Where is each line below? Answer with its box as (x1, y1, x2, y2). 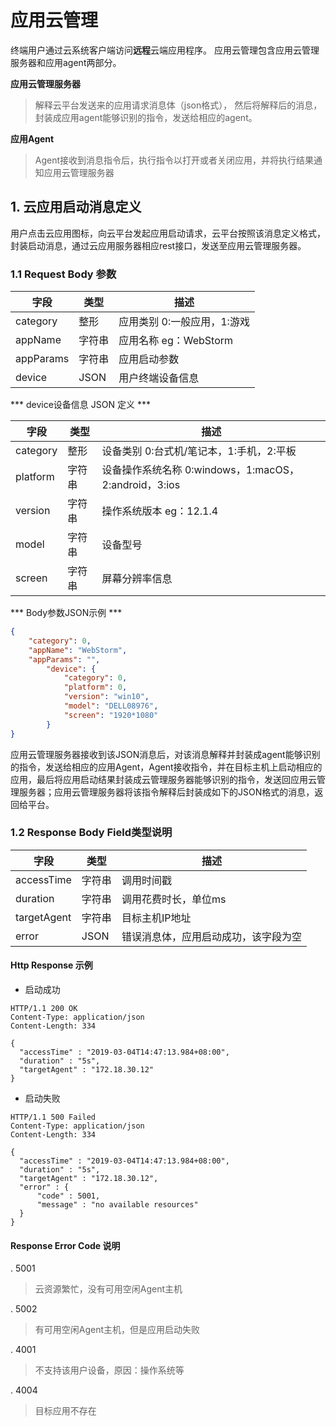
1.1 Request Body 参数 (10, 267, 117, 281)
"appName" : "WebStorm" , (28, 645, 128, 655)
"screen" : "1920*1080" (63, 710, 159, 720)
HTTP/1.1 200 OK (10, 1004, 78, 1014)
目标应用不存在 (34, 1405, 97, 1417)
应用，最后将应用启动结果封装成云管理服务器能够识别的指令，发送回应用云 (10, 773, 317, 785)
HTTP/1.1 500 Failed (10, 1112, 97, 1123)
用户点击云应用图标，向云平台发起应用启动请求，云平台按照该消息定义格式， (10, 227, 326, 239)
